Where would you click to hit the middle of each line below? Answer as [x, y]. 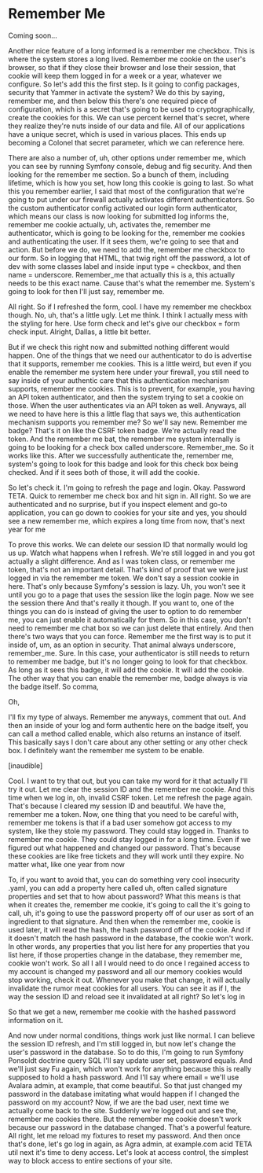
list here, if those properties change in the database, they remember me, [125, 954]
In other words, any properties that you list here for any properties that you [129, 946]
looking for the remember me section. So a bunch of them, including [119, 175]
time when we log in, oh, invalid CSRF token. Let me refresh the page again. [131, 797]
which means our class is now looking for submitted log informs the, [119, 216]
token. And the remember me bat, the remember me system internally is [124, 439]
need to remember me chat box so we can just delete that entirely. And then [131, 628]
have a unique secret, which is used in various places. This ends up [117, 134]
